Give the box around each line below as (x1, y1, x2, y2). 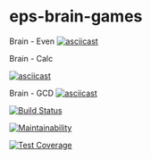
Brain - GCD (9, 88, 55, 98)
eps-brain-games (9, 6, 143, 27)
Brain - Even (9, 36, 55, 46)
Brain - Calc (9, 53, 54, 63)
